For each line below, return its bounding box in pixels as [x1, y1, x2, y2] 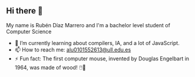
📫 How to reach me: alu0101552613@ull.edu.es [14, 46, 131, 53]
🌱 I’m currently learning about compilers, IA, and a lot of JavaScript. [14, 39, 180, 46]
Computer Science [6, 28, 52, 35]
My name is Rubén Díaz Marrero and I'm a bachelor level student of [6, 21, 170, 28]
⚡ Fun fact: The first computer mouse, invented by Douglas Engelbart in [14, 54, 190, 62]
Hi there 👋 [6, 6, 43, 16]
